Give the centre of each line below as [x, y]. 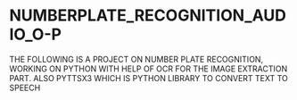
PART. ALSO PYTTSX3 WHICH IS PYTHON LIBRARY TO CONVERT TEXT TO [148, 78]
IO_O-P [36, 34]
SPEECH [25, 87]
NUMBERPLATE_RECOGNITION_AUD [148, 16]
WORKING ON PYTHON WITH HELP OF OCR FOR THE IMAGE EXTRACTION [148, 69]
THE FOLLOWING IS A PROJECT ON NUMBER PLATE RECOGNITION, [136, 59]
